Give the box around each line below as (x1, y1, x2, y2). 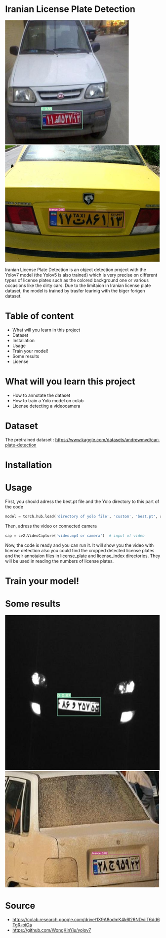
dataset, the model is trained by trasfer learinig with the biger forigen (5, 288, 145, 293)
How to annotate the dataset (12, 392, 71, 398)
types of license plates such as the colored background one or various (5, 277, 149, 283)
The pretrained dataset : (5, 436, 54, 442)
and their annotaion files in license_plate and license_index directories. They (5, 553, 161, 559)
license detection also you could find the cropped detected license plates (5, 547, 155, 553)
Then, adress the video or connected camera (5, 523, 97, 529)
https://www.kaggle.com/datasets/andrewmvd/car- (55, 436, 160, 442)
